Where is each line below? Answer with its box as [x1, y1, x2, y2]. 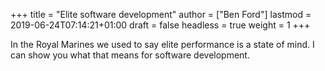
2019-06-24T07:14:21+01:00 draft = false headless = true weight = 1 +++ [10, 19, 311, 31]
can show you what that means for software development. [10, 49, 250, 61]
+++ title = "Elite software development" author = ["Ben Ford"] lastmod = [10, 9, 312, 20]
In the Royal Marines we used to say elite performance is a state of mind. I [10, 39, 315, 50]
